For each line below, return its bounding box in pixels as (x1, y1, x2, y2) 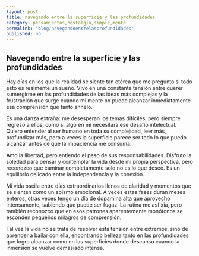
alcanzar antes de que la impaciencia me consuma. (6, 140, 132, 147)
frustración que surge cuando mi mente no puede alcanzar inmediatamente (6, 96, 191, 104)
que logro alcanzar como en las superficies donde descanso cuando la (6, 238, 180, 245)
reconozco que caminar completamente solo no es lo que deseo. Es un (6, 164, 180, 171)
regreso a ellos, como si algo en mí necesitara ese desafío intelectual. (6, 121, 177, 128)
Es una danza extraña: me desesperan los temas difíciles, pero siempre (6, 114, 181, 122)
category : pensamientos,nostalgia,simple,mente (6, 20, 127, 26)
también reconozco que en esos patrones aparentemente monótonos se (6, 207, 183, 214)
